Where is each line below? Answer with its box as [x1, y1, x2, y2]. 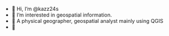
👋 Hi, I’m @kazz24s [11, 6, 59, 12]
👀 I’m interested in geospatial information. [11, 11, 112, 18]
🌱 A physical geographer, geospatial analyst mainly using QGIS [11, 18, 164, 24]
